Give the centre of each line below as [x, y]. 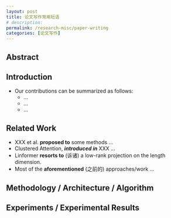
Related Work [31, 128]
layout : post [22, 11]
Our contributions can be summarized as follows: [74, 91]
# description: [25, 22]
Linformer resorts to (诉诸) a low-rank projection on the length [90, 155]
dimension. [28, 162]
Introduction [29, 77]
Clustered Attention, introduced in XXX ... [65, 149]
